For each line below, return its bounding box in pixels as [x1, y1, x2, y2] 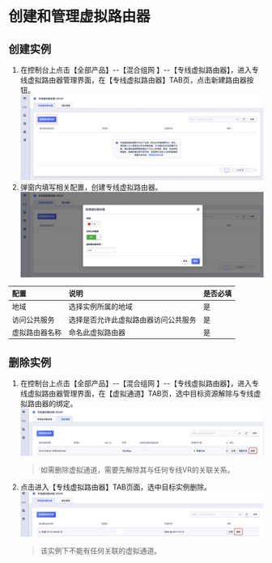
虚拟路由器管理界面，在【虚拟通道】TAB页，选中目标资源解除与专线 [27, 389, 254, 399]
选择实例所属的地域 [68, 302, 133, 311]
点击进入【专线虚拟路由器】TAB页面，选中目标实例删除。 [19, 482, 212, 492]
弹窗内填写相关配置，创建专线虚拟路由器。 [19, 182, 163, 192]
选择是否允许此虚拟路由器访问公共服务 [68, 315, 197, 324]
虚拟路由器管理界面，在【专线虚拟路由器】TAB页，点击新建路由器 [27, 75, 247, 85]
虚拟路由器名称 [11, 327, 62, 337]
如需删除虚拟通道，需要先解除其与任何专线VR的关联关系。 [40, 464, 235, 474]
